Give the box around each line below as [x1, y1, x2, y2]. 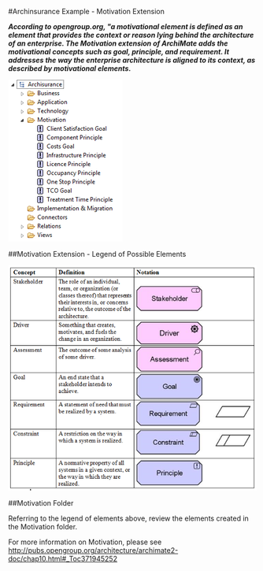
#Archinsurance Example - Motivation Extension [8, 7, 165, 16]
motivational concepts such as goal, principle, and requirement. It [8, 47, 230, 56]
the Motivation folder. [8, 521, 77, 531]
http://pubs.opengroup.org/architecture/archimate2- [8, 545, 179, 554]
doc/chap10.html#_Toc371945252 [8, 554, 118, 563]
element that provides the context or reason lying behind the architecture [8, 31, 254, 39]
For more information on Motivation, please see [8, 537, 162, 547]
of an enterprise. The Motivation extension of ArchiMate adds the [8, 39, 228, 48]
